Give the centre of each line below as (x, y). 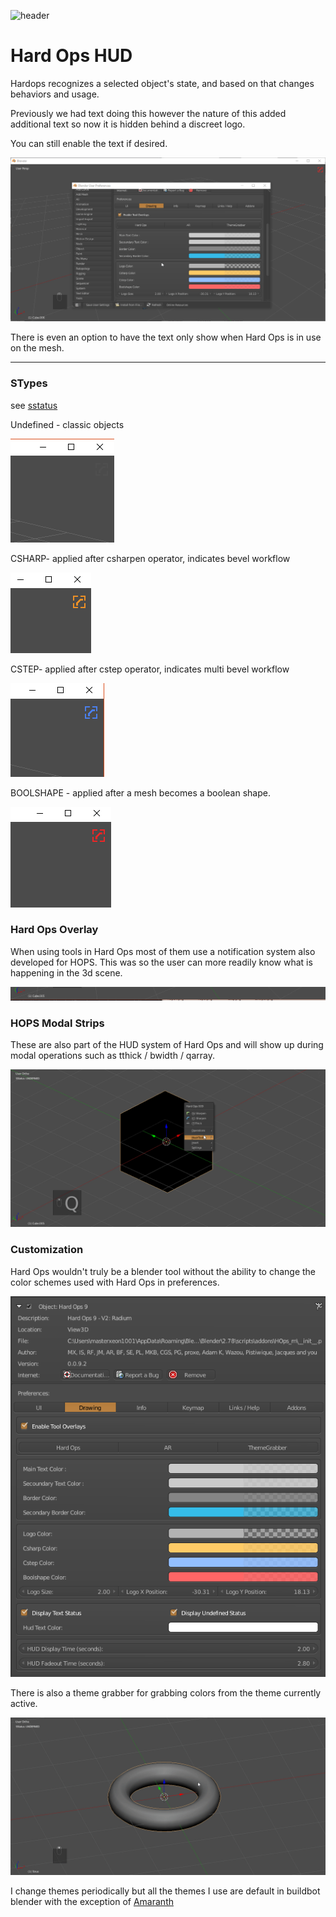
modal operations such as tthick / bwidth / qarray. (113, 1056)
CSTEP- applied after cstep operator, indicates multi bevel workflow (150, 669)
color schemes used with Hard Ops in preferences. (115, 1282)
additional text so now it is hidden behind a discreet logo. (128, 124)
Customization (47, 1250)
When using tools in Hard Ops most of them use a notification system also (163, 951)
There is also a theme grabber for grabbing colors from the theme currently (166, 1693)
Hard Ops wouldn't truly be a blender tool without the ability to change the (163, 1271)
